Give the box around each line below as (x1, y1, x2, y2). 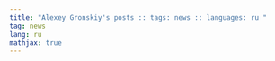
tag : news (9, 22, 47, 30)
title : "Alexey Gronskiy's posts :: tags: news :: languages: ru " (9, 13, 268, 22)
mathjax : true (9, 38, 63, 48)
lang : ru (9, 30, 42, 39)
